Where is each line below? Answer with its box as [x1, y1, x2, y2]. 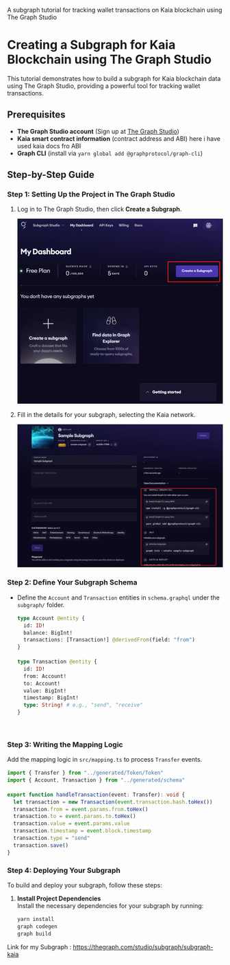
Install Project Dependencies [16, 894, 101, 902]
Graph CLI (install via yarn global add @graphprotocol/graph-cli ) [16, 149, 203, 157]
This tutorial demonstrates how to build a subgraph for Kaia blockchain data [7, 74, 221, 82]
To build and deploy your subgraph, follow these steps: [7, 881, 162, 889]
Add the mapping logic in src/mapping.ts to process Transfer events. [7, 756, 203, 764]
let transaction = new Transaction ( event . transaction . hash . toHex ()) [13, 798, 213, 806]
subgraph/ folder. [16, 600, 65, 609]
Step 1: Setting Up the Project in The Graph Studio [7, 190, 175, 199]
